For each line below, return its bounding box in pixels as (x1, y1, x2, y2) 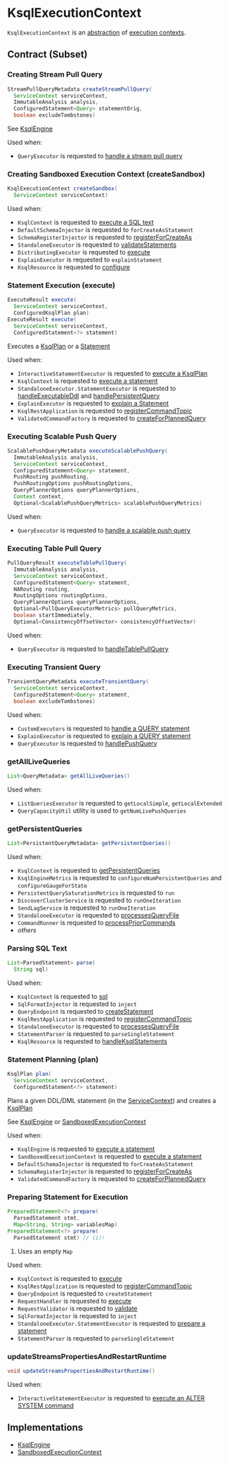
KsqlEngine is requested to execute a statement (17, 1145, 155, 1153)
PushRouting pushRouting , (13, 473, 90, 481)
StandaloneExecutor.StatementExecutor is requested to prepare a (17, 1319, 206, 1327)
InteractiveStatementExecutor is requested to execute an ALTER (17, 1393, 205, 1402)
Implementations (7, 1422, 84, 1433)
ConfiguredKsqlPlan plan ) (13, 309, 90, 317)
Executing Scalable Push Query (7, 431, 117, 441)
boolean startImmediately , (13, 612, 93, 619)
